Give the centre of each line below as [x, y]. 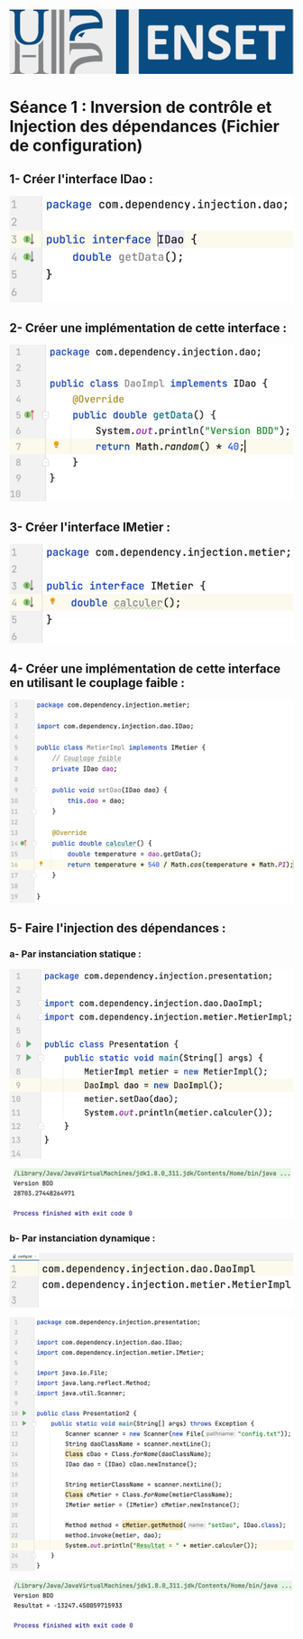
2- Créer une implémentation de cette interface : [148, 328]
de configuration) [76, 146]
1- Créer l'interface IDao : [81, 179]
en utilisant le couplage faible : [97, 683]
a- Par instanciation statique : [75, 954]
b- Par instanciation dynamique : [83, 1238]
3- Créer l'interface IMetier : [90, 527]
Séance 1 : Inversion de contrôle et [141, 107]
